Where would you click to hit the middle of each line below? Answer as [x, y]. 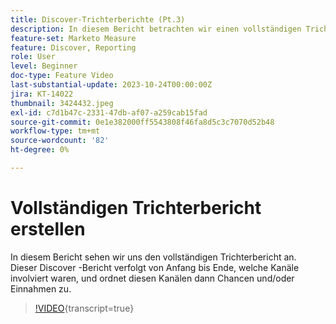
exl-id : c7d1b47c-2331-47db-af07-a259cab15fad [109, 112]
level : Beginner [44, 66]
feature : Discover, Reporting [73, 47]
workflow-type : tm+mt [55, 131]
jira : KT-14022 [42, 94]
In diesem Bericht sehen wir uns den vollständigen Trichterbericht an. [153, 257]
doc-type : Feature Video [62, 76]
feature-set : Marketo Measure [73, 38]
